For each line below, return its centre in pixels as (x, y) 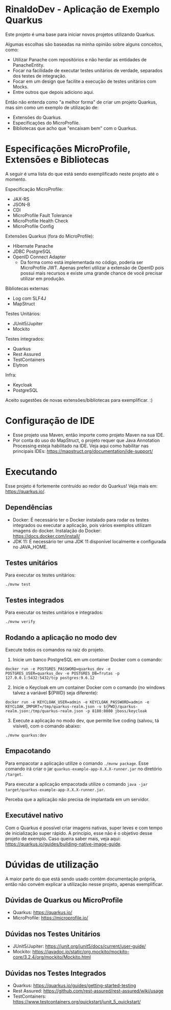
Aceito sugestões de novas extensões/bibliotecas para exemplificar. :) (79, 400)
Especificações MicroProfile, (68, 149)
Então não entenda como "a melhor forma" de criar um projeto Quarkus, (81, 102)
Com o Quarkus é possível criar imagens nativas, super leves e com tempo (84, 828)
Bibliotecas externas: (27, 288)
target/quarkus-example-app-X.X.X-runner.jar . (55, 789)
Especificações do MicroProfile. (46, 123)
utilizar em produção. (43, 278)
